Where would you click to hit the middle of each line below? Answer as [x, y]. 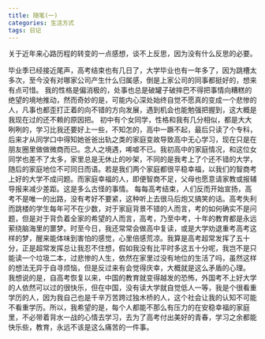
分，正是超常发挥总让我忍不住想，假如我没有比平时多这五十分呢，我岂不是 [129, 248]
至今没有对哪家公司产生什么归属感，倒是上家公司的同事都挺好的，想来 [143, 81]
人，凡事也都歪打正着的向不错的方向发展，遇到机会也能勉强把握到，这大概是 [132, 110]
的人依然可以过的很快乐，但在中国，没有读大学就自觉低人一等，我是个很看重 [132, 288]
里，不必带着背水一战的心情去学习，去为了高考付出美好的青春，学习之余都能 [132, 318]
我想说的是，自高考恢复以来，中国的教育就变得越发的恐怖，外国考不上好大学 [132, 278]
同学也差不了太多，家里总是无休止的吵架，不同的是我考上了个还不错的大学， [132, 160]
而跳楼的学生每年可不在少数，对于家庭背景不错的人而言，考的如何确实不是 [129, 209]
